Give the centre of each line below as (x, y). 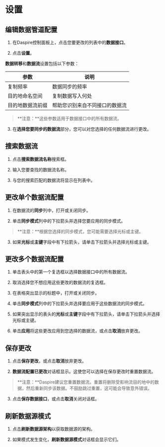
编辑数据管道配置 (31, 30)
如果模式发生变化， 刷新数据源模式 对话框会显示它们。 (67, 440)
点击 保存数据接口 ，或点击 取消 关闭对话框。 (56, 399)
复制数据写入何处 (72, 96)
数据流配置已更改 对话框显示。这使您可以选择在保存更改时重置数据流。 (84, 372)
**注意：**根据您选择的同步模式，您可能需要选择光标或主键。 (80, 231)
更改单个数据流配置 (34, 197)
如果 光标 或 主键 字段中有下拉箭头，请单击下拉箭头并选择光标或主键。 (82, 242)
